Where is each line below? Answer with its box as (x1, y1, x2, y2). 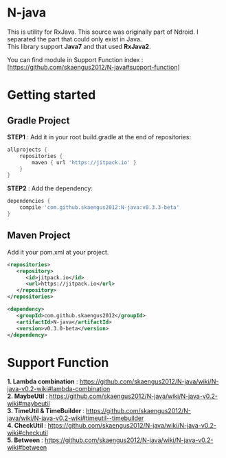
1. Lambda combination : (7, 377, 78, 386)
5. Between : (7, 436, 43, 444)
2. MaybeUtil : (7, 392, 48, 401)
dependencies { (7, 198, 51, 205)
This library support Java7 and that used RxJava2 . (7, 42, 151, 50)
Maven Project (7, 230, 71, 241)
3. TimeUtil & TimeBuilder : (7, 407, 84, 415)
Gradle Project (7, 114, 70, 126)
